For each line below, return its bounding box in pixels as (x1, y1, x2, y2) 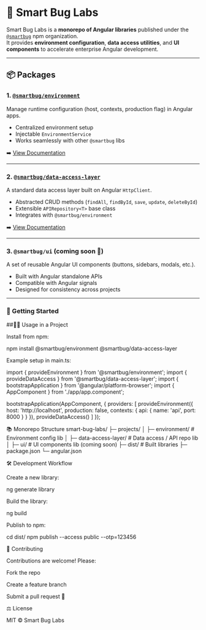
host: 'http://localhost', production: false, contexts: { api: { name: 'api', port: (6, 406, 196, 414)
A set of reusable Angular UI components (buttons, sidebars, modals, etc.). (6, 261, 196, 268)
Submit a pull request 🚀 (6, 593, 66, 600)
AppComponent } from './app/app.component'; (6, 388, 124, 395)
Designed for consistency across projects (15, 286, 121, 294)
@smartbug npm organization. (6, 32, 78, 39)
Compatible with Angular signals (15, 279, 97, 287)
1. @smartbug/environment (6, 91, 80, 100)
